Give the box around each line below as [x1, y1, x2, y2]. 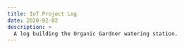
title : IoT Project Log [7, 10, 78, 18]
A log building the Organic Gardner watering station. [13, 30, 178, 37]
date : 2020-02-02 [7, 17, 59, 24]
